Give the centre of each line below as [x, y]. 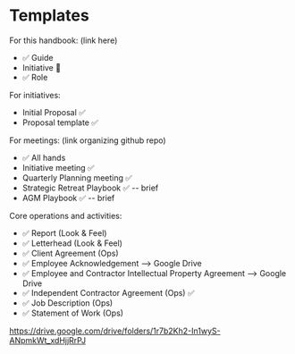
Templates [49, 16]
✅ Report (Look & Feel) [64, 232]
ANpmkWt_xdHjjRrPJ [48, 340]
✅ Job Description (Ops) [67, 303]
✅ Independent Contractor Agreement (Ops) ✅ [108, 292]
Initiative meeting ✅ [58, 167]
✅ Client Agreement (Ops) [70, 253]
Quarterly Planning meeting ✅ [77, 177]
